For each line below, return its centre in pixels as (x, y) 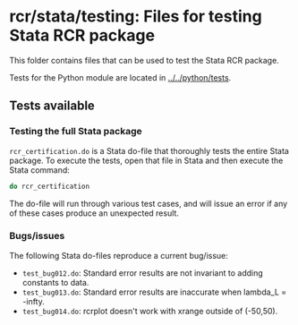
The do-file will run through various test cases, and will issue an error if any (149, 203)
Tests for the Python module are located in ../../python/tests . (120, 77)
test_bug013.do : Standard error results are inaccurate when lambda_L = (154, 292)
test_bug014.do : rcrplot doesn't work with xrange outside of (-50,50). (150, 311)
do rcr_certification (50, 186)
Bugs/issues (37, 236)
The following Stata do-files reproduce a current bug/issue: (119, 255)
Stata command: (39, 170)
